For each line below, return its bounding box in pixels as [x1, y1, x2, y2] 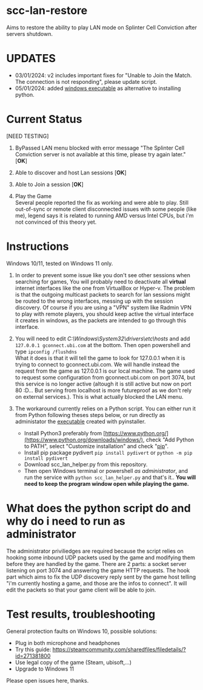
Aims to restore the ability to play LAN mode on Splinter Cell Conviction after [6, 24, 197, 31]
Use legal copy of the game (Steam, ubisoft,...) [15, 658, 132, 666]
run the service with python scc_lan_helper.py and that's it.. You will [24, 474, 196, 481]
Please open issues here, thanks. [6, 677, 89, 684]
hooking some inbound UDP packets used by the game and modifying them [6, 554, 196, 561]
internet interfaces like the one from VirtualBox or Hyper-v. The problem [15, 284, 195, 292]
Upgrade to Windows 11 [15, 665, 75, 672]
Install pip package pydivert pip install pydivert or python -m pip [24, 449, 193, 456]
